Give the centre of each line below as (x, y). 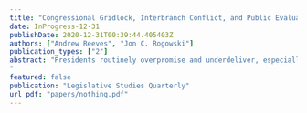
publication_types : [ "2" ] (58, 52)
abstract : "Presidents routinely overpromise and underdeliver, (134, 60)
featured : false (40, 77)
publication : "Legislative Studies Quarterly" (100, 86)
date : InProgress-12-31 (55, 26)
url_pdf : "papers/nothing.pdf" (69, 94)
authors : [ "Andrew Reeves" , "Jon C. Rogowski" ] (102, 43)
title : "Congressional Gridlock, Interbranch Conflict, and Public (141, 18)
